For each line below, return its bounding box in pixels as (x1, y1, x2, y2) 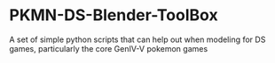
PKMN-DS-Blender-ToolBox (9, 5, 219, 25)
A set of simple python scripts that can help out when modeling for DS (9, 34, 266, 45)
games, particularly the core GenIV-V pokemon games (9, 43, 208, 53)
